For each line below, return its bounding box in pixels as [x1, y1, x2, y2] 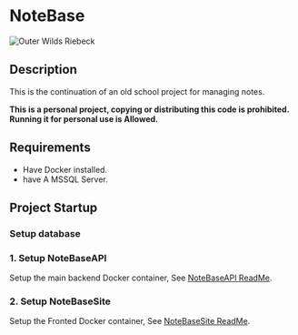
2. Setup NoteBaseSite [9, 295, 111, 308]
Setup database [9, 227, 82, 239]
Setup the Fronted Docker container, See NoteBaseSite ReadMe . [9, 316, 251, 327]
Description [9, 62, 77, 77]
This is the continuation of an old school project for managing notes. [9, 86, 265, 96]
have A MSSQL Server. [22, 174, 109, 185]
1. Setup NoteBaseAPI [9, 251, 107, 264]
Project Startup [9, 199, 98, 215]
